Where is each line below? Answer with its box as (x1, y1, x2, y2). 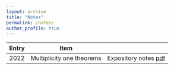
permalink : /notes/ (6, 20, 55, 26)
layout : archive (6, 8, 46, 15)
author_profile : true (6, 25, 60, 31)
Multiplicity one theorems (30, 54, 102, 62)
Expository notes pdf (107, 54, 166, 62)
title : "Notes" (6, 14, 44, 20)
